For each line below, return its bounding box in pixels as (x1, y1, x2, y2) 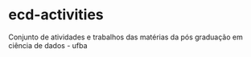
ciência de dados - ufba (8, 40, 88, 50)
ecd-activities (8, 6, 105, 24)
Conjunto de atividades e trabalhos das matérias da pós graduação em (8, 32, 243, 42)
